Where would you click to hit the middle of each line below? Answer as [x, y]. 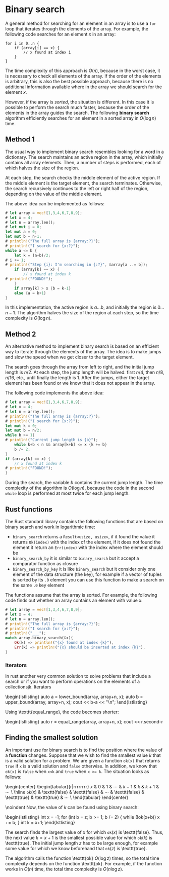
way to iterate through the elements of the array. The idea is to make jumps [83, 352]
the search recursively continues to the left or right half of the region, [77, 188]
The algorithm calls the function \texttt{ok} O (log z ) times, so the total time [82, 858]
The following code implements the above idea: [54, 393]
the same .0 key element [38, 585]
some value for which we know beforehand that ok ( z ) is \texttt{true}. [76, 848]
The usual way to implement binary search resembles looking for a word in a [84, 152]
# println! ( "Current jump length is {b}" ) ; [52, 440]
